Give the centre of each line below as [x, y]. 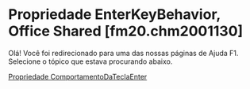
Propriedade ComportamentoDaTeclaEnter [78, 76]
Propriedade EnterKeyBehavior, [114, 15]
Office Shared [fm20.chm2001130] [126, 31]
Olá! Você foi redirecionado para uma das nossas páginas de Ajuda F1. [123, 53]
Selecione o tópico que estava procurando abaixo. [90, 61]
